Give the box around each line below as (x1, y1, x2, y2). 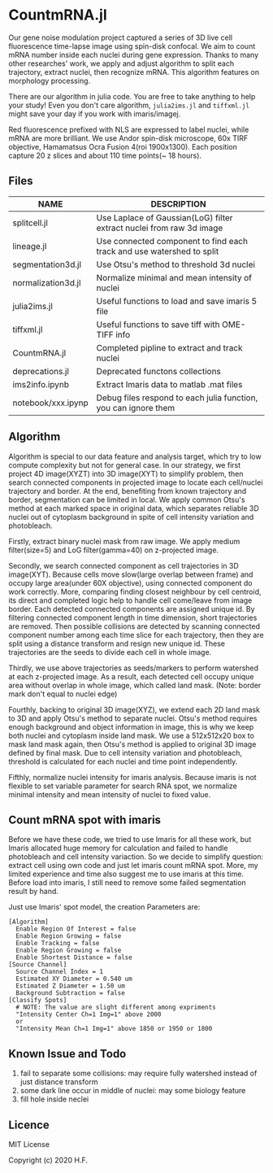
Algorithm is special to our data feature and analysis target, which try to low (8, 451, 262, 461)
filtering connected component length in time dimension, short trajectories (8, 613, 258, 622)
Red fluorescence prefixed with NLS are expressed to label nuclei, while (8, 124, 249, 134)
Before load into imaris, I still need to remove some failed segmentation (8, 878, 246, 887)
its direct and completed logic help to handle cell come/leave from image (8, 595, 253, 605)
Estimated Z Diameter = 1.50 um (15, 982, 126, 990)
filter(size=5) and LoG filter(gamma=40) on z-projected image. (8, 545, 219, 555)
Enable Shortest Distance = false (15, 953, 132, 962)
